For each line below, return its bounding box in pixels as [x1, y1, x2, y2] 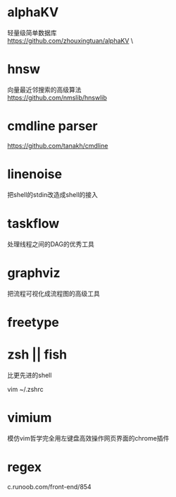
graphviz [7, 265, 61, 281]
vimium [7, 409, 52, 426]
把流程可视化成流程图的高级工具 [7, 289, 100, 297]
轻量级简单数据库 [7, 28, 57, 37]
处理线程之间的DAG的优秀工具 [7, 239, 95, 248]
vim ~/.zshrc [7, 385, 44, 393]
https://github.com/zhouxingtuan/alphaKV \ [7, 36, 134, 44]
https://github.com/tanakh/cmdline [7, 141, 108, 150]
